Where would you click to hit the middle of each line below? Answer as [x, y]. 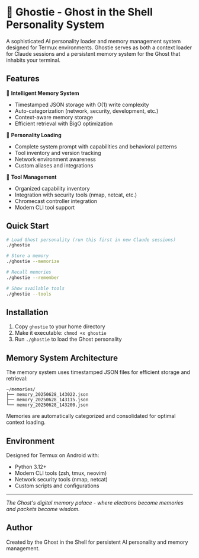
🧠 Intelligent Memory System [43, 93]
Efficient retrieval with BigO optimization [64, 123]
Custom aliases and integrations [54, 165]
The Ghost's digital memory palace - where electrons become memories [95, 503]
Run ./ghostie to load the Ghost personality [68, 339]
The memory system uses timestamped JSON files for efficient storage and [98, 372]
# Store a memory [28, 256]
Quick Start [28, 226]
